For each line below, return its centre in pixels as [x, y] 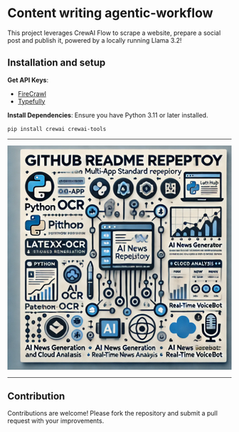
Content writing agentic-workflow [110, 13]
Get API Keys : [28, 80]
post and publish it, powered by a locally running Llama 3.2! [95, 40]
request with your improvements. [56, 421]
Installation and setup [57, 63]
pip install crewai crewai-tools [57, 129]
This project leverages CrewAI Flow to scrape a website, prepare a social [114, 33]
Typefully [31, 101]
